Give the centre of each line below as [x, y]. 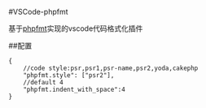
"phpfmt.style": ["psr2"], [69, 76]
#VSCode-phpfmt [38, 12]
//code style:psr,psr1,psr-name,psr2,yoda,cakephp [111, 68]
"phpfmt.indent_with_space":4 [75, 89]
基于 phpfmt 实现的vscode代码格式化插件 [76, 28]
